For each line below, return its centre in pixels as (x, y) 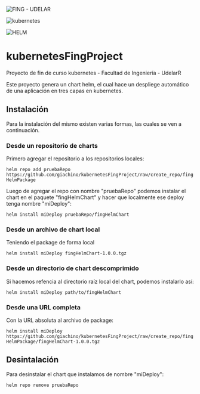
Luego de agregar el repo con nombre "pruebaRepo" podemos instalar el (96, 191)
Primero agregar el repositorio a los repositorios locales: (75, 159)
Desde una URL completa (43, 307)
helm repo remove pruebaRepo (42, 385)
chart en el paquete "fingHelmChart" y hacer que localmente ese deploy (95, 197)
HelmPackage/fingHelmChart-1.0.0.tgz (53, 342)
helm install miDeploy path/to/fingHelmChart (64, 292)
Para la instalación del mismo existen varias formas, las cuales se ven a (94, 124)
